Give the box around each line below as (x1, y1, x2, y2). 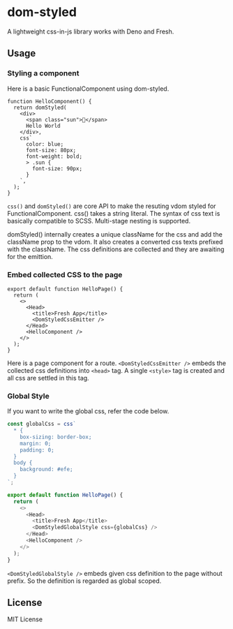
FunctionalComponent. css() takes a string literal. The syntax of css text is (7, 209, 220, 217)
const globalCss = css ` (7, 420, 77, 428)
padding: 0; (20, 446, 54, 454)
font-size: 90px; (32, 165, 82, 172)
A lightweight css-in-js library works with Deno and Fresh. (7, 27, 174, 36)
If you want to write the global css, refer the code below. (7, 407, 170, 415)
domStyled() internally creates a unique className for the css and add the (7, 230, 223, 238)
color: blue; (25, 140, 64, 147)
